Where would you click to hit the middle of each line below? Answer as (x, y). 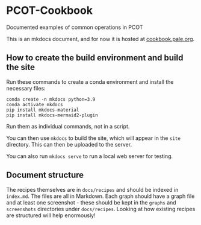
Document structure (45, 175)
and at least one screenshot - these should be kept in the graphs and (91, 202)
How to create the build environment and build (95, 58)
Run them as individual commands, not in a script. (68, 126)
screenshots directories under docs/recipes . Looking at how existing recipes (101, 209)
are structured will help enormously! (51, 215)
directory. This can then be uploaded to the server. (69, 144)
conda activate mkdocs (35, 104)
